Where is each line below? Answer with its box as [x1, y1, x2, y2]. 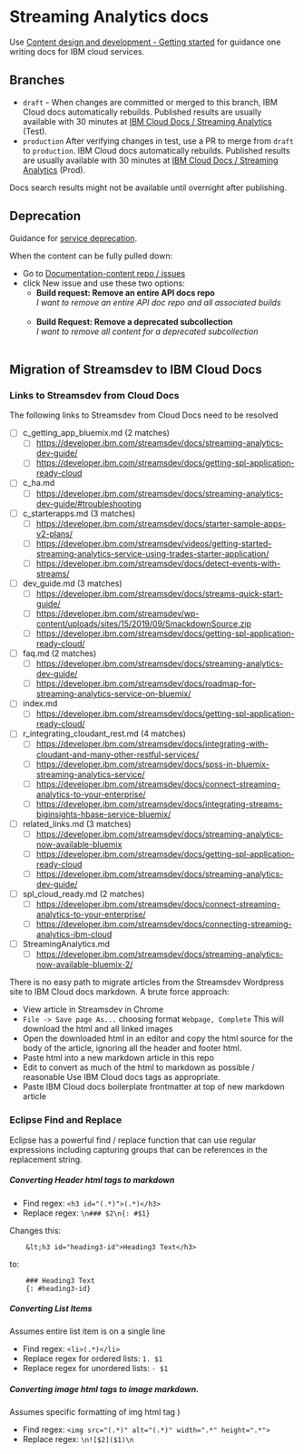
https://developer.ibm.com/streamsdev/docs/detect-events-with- [35, 558, 281, 569]
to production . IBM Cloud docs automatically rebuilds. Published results [22, 145, 290, 156]
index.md [22, 698, 58, 709]
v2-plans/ [35, 528, 73, 539]
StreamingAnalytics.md [22, 939, 111, 950]
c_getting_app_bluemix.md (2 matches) [22, 428, 171, 439]
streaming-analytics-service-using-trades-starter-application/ [35, 548, 270, 559]
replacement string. [9, 1154, 83, 1165]
